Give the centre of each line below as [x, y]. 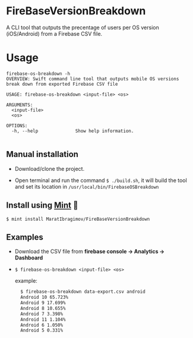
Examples [25, 237]
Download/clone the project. [50, 168]
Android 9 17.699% [43, 303]
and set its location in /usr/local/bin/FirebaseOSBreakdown [87, 186]
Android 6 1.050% [42, 325]
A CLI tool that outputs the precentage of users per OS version [83, 27]
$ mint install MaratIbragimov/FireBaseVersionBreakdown [78, 219]
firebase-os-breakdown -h [38, 73]
